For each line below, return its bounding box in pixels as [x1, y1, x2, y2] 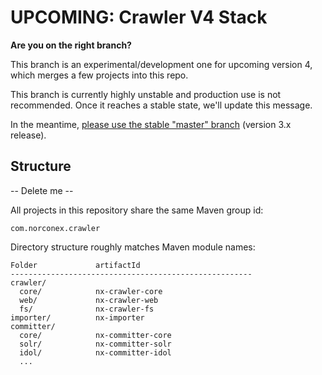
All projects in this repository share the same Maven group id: [10, 204, 264, 216]
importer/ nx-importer [10, 312, 145, 323]
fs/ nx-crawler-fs [19, 304, 155, 314]
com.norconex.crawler [10, 223, 101, 233]
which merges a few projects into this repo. [10, 69, 189, 81]
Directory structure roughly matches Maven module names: [10, 241, 256, 253]
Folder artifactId [10, 260, 141, 270]
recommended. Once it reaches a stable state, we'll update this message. [10, 99, 313, 111]
